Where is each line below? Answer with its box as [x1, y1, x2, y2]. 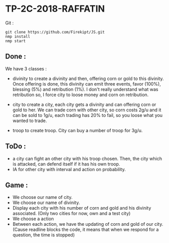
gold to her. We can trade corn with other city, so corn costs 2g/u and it [12, 107, 161, 113]
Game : [5, 181, 28, 189]
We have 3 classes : [5, 65, 47, 71]
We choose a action [12, 216, 54, 222]
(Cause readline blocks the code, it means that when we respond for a [12, 226, 159, 233]
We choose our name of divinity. [12, 199, 80, 206]
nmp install [5, 34, 30, 39]
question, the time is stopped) [12, 232, 75, 238]
